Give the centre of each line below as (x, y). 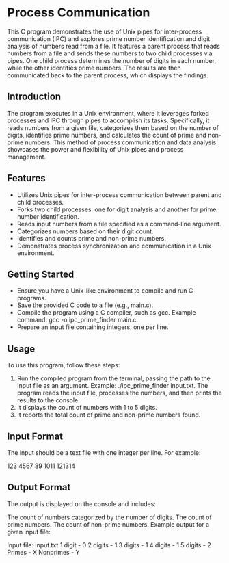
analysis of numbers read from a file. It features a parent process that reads (113, 46)
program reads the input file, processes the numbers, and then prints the (119, 393)
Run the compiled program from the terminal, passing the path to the (113, 378)
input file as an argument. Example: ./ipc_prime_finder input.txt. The (112, 386)
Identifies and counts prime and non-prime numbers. (91, 238)
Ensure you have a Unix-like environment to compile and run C (105, 291)
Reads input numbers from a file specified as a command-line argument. (119, 224)
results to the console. (48, 400)
